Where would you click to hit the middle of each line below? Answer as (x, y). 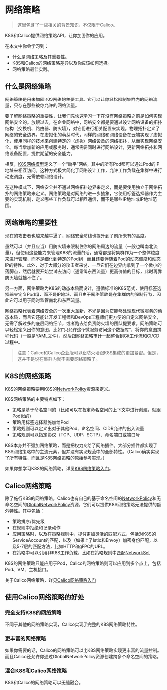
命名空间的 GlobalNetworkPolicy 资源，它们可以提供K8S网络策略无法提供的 (81, 505)
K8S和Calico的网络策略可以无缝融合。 (44, 683)
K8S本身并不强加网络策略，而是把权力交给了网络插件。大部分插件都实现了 (81, 445)
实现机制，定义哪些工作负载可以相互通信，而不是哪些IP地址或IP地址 (83, 199)
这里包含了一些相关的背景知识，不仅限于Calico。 (67, 25)
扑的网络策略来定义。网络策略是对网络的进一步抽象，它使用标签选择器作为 (81, 193)
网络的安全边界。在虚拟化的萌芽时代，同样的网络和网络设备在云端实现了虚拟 (83, 134)
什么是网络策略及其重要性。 (41, 56)
